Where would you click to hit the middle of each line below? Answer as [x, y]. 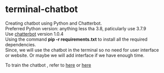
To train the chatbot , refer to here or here [48, 65]
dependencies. [21, 44]
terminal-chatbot [42, 9]
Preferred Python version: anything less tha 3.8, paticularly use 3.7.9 [76, 28]
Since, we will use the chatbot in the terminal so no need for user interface [82, 50]
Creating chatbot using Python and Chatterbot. [53, 23]
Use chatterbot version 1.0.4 [34, 34]
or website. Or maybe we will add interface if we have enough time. [75, 55]
